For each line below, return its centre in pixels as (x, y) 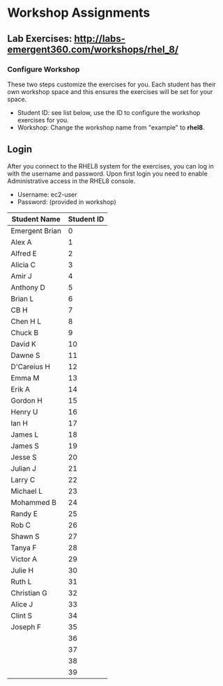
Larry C (23, 480)
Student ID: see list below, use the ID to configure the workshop (109, 112)
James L (25, 435)
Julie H (22, 570)
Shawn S (25, 536)
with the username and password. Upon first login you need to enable (107, 173)
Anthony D (28, 287)
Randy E (24, 513)
